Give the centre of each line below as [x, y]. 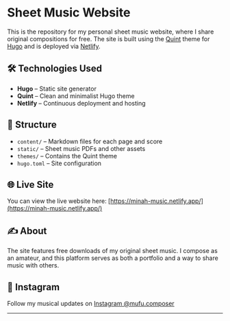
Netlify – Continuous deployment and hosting [81, 103]
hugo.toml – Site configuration [59, 163]
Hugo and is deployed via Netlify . [54, 46]
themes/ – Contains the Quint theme [67, 156]
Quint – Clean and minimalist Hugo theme [76, 96]
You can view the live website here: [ [59, 201]
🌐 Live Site [30, 184]
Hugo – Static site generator [57, 88]
